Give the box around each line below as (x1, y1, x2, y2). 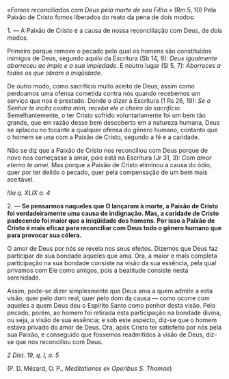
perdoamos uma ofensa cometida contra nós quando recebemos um (7, 89, 200, 97)
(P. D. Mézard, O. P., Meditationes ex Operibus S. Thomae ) (7, 365, 172, 372)
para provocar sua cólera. (7, 231, 82, 239)
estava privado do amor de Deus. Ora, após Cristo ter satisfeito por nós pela (7, 323, 222, 331)
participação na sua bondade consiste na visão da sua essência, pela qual (7, 259, 217, 267)
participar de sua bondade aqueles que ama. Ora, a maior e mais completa (7, 252, 217, 260)
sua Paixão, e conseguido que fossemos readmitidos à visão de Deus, (7, 330, 205, 339)
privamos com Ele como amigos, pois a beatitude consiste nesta (7, 267, 189, 274)
